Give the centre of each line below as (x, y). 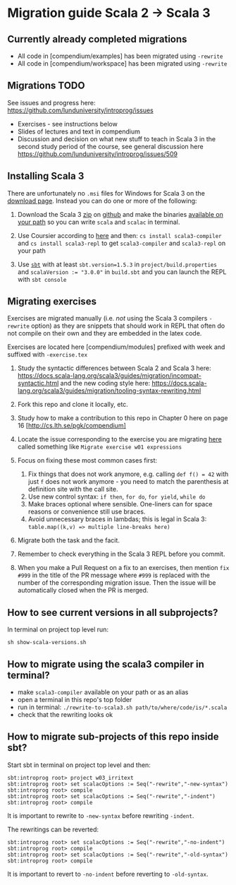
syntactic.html (38, 384)
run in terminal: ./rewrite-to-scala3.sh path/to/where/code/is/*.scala (122, 707)
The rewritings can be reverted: (53, 829)
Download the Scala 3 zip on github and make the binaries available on (120, 214)
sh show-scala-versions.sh (47, 643)
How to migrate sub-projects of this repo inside (113, 737)
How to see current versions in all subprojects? (113, 612)
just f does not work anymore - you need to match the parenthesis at (128, 482)
